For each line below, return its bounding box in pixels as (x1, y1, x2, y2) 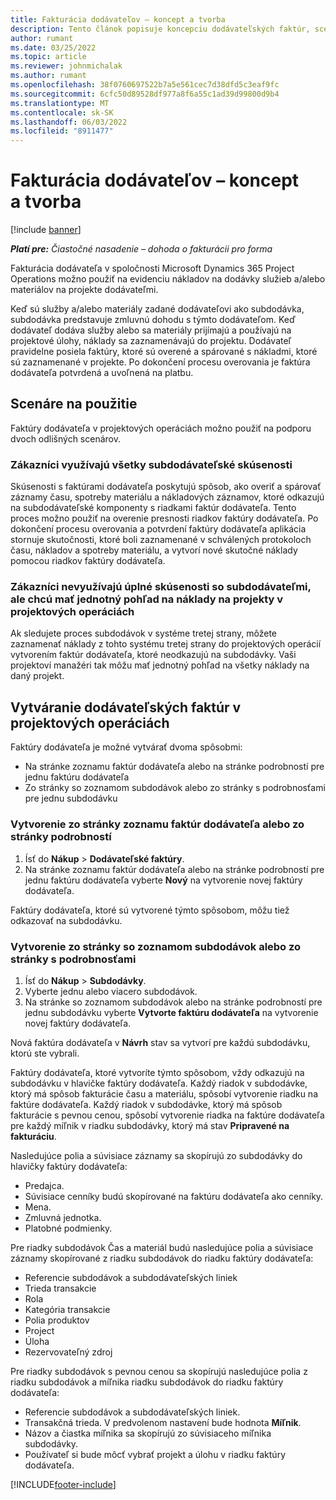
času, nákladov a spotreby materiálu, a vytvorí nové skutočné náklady (10, 544, 298, 556)
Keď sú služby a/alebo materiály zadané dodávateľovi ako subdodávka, (10, 303, 305, 315)
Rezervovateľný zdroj (24, 1346, 113, 1358)
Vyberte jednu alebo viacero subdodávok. (24, 985, 198, 997)
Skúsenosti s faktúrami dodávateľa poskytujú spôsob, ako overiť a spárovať (10, 481, 322, 493)
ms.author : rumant (10, 71, 87, 81)
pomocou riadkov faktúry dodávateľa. (10, 555, 166, 567)
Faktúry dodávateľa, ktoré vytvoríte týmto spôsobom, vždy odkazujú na (10, 1066, 305, 1078)
